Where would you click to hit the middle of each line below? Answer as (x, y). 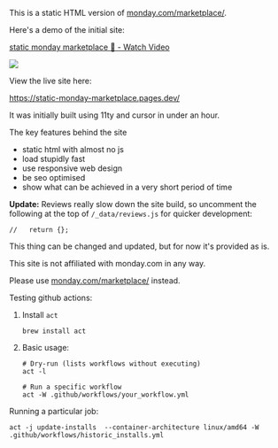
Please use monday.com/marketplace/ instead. (95, 281)
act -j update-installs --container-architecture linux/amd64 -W (134, 428)
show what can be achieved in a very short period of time (127, 187)
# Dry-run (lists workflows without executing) (111, 364)
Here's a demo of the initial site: (67, 30)
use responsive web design (72, 168)
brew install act (54, 331)
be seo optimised (54, 178)
